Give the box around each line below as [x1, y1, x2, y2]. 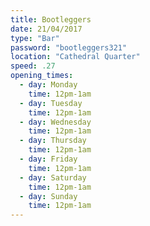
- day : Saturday [19, 172, 87, 183]
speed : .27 [10, 61, 56, 71]
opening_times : [10, 71, 74, 81]
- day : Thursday [19, 136, 87, 146]
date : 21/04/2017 [10, 24, 83, 34]
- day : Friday [19, 154, 78, 164]
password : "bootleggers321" [10, 42, 128, 53]
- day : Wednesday [19, 117, 92, 127]
